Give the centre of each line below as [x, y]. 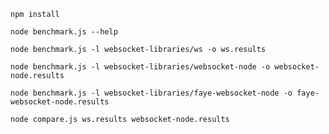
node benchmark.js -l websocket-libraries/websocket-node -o [140, 67]
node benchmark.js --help [64, 32]
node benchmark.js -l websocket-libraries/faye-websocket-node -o [151, 93]
